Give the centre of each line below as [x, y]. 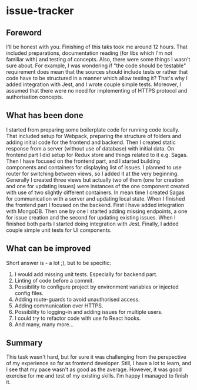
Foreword [24, 33]
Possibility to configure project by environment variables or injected [96, 287]
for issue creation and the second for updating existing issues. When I [91, 217]
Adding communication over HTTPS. [59, 306]
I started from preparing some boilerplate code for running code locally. [93, 130]
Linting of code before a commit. [54, 280]
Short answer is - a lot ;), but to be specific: [59, 263]
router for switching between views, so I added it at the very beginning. [93, 173]
